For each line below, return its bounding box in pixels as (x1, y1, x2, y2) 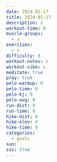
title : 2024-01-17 (6, 14, 51, 20)
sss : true (6, 147, 31, 153)
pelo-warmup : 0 (6, 81, 43, 87)
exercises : (6, 42, 33, 48)
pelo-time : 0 (6, 86, 38, 92)
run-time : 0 (6, 108, 35, 114)
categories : (6, 130, 35, 136)
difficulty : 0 (6, 53, 41, 59)
